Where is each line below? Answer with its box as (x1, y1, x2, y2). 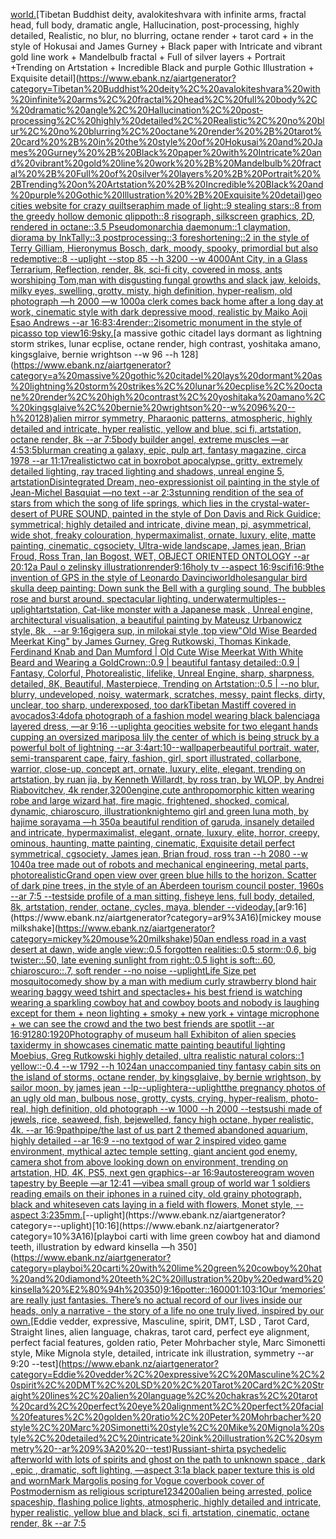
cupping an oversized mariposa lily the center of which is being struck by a (10, 731, 320, 743)
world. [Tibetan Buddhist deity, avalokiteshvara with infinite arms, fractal (10, 9, 307, 20)
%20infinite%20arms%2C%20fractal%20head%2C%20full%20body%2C (10, 94, 318, 105)
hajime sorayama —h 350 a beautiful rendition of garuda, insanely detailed (10, 816, 315, 828)
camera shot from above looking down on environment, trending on (10, 1156, 289, 1168)
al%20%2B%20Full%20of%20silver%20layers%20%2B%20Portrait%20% (10, 168, 322, 179)
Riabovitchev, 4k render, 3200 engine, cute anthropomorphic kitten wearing (10, 784, 315, 796)
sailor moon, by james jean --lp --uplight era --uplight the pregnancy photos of (10, 1082, 326, 1093)
